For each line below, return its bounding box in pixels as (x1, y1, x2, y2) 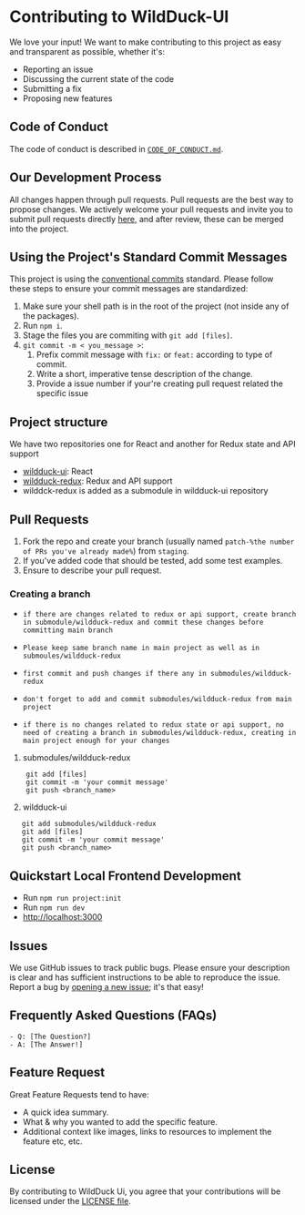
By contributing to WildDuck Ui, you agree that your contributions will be (9, 1186, 281, 1197)
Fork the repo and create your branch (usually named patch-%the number (22, 536, 295, 546)
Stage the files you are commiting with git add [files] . (22, 330, 233, 341)
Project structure (9, 414, 108, 430)
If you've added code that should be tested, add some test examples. (22, 556, 283, 566)
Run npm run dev (22, 902, 86, 913)
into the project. (9, 223, 69, 234)
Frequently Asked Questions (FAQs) (9, 1008, 218, 1024)
